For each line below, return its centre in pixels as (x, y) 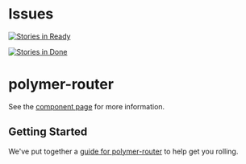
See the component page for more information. (87, 106)
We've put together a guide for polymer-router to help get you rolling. (123, 151)
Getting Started (48, 132)
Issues (31, 14)
